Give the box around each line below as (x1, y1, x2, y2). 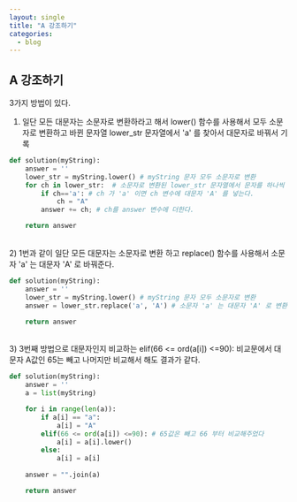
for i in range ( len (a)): (25, 405, 117, 414)
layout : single (9, 12, 65, 22)
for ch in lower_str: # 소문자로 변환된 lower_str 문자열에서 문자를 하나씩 (25, 180, 285, 190)
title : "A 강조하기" (9, 21, 78, 30)
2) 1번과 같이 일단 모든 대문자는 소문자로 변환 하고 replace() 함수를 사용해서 (9, 248, 270, 259)
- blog (17, 37, 42, 47)
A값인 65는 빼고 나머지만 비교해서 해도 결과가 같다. (25, 354, 201, 365)
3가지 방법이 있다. (9, 98, 71, 109)
